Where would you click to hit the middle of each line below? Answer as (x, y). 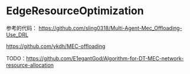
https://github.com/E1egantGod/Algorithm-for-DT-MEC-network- (105, 58)
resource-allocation (30, 65)
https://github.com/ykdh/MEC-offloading (56, 46)
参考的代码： (22, 28)
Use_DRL (17, 34)
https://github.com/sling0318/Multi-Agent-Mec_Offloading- (110, 28)
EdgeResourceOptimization (75, 11)
